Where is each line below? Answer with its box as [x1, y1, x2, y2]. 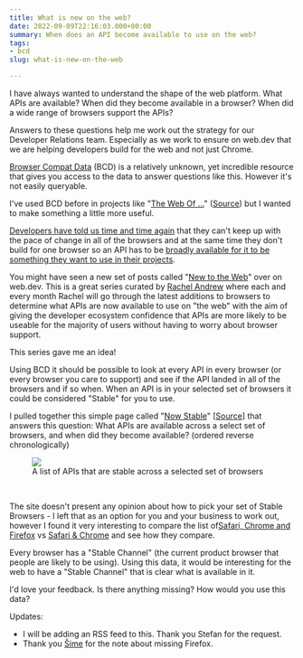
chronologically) [9, 439, 70, 450]
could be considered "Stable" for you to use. [9, 393, 175, 403]
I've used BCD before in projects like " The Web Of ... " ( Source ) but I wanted [9, 198, 291, 209]
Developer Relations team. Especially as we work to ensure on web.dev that [9, 135, 292, 145]
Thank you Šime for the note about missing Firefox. [22, 638, 213, 649]
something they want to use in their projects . [9, 254, 176, 265]
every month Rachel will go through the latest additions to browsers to [9, 291, 271, 301]
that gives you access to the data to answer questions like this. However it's [9, 171, 292, 182]
